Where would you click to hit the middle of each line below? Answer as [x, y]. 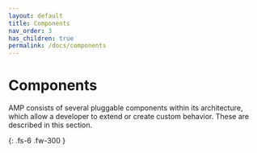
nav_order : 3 [30, 31]
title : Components [39, 23]
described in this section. [51, 125]
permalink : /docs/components [57, 46]
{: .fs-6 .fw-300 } [37, 141]
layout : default [36, 16]
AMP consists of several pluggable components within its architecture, [126, 108]
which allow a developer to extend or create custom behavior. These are [128, 117]
